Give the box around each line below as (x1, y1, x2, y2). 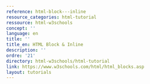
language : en (6, 31, 39, 37)
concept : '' (6, 25, 36, 31)
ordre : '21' (6, 53, 36, 59)
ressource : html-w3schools (6, 20, 73, 25)
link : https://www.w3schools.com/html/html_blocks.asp (6, 63, 145, 70)
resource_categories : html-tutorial (6, 14, 97, 20)
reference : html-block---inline (6, 8, 86, 15)
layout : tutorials (6, 69, 52, 75)
